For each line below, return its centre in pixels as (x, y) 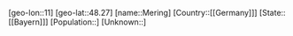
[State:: (272, 13)
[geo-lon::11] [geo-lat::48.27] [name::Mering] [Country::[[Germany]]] (133, 13)
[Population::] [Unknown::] (98, 22)
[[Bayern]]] (28, 22)
